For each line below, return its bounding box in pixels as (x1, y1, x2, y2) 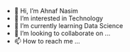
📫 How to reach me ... (13, 37, 80, 45)
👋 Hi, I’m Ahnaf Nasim (13, 7, 78, 15)
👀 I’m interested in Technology (13, 14, 104, 22)
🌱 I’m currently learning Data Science (13, 22, 124, 30)
